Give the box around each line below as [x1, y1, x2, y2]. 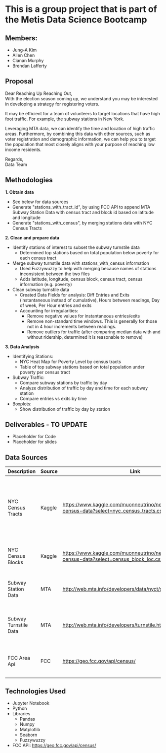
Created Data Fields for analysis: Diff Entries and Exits [19, 292, 130, 298]
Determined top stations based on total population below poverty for [19, 249, 160, 255]
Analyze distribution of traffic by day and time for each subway [19, 385, 148, 391]
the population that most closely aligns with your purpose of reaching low [5, 141, 155, 147]
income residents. [5, 147, 42, 152]
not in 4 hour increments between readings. [27, 323, 117, 329]
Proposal [5, 77, 34, 85]
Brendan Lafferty [12, 63, 47, 69]
